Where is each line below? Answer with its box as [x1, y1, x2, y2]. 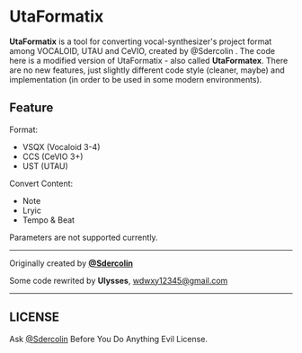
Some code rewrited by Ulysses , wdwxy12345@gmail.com [9, 275, 228, 286]
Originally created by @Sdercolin [9, 258, 133, 269]
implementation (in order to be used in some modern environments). [9, 74, 262, 84]
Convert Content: [9, 178, 74, 189]
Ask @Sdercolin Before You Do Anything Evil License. [9, 333, 209, 344]
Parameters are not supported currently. [9, 232, 159, 243]
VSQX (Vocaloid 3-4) [22, 141, 101, 152]
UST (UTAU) [22, 160, 69, 172]
